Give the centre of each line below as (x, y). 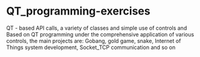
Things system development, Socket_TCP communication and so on (91, 47)
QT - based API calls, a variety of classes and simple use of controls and (97, 28)
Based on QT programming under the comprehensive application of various (100, 34)
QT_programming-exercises (78, 11)
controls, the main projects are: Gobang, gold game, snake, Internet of (94, 41)
